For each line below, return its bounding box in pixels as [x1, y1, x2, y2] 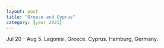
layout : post [6, 8, 39, 15]
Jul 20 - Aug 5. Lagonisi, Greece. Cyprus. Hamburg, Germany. [6, 36, 159, 43]
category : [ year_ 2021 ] [6, 19, 62, 25]
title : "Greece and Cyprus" [6, 14, 76, 20]
